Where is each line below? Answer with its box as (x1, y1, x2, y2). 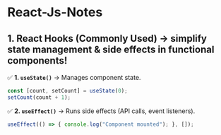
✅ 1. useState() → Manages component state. (7, 74, 141, 81)
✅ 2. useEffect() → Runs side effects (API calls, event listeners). (7, 107, 196, 115)
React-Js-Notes (7, 4, 103, 20)
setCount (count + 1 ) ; (7, 93, 71, 101)
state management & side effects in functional (7, 43, 215, 55)
